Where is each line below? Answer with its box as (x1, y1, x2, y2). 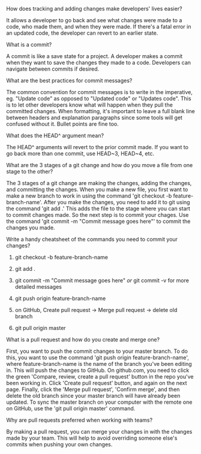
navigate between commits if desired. (6, 65, 100, 72)
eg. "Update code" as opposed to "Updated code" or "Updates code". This (6, 95, 191, 102)
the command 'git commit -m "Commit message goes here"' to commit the (6, 218, 191, 225)
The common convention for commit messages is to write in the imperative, (6, 89, 193, 95)
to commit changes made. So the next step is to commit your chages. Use (6, 211, 189, 218)
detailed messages (14, 283, 62, 290)
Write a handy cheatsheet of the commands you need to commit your (6, 236, 178, 243)
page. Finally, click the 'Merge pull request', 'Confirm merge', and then (6, 386, 180, 393)
